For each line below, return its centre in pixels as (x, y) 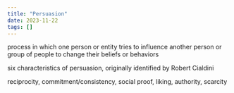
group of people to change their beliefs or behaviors (83, 54)
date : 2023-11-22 (33, 20)
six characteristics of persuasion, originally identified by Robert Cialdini (111, 68)
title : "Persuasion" (38, 14)
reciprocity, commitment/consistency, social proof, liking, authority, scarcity (117, 82)
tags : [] (20, 27)
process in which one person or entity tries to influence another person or (115, 47)
